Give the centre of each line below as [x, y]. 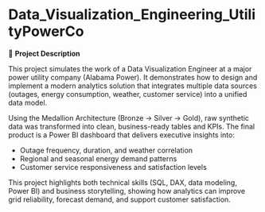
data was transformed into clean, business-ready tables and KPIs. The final [132, 126]
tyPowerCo [46, 31]
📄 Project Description [45, 53]
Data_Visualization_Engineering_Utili [132, 15]
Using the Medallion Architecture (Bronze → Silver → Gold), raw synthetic [129, 118]
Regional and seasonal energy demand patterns [98, 158]
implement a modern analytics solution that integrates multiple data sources [132, 86]
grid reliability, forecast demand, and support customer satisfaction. [119, 199]
